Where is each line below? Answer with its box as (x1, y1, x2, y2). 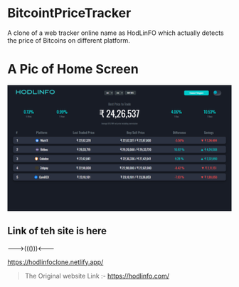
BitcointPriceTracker (7, 5, 132, 21)
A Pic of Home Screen (7, 61, 139, 78)
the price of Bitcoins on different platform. (7, 36, 130, 44)
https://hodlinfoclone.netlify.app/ (7, 258, 104, 266)
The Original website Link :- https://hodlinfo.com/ (24, 271, 169, 280)
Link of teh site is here (7, 225, 107, 237)
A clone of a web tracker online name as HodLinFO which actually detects (7, 28, 224, 37)
